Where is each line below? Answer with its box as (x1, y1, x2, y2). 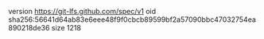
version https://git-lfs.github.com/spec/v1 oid (8, 7, 157, 16)
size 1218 (51, 23, 82, 32)
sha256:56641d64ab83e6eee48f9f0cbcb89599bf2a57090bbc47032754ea (8, 15, 257, 24)
